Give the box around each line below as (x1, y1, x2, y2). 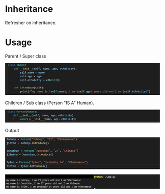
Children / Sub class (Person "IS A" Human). (5, 100, 94, 106)
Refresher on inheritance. (5, 20, 56, 26)
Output (5, 128, 19, 134)
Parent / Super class (5, 53, 47, 59)
